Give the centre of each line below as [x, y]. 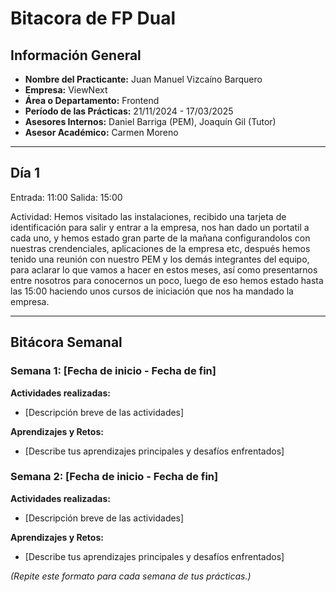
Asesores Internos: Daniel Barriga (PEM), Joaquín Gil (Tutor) [150, 121]
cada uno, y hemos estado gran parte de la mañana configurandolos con [160, 238]
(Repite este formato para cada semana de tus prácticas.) [131, 576]
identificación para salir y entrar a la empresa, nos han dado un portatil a [160, 227]
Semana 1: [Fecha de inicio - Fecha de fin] [113, 371]
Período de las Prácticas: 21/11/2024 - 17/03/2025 [129, 111]
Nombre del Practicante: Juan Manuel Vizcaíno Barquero [143, 79]
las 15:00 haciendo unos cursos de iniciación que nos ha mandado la [152, 291]
